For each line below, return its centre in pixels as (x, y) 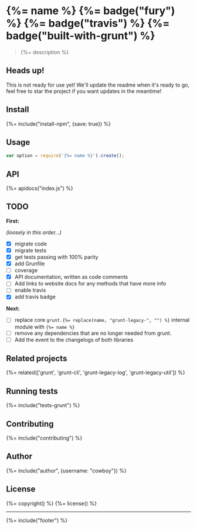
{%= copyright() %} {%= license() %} (52, 503)
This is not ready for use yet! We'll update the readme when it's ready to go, (98, 85)
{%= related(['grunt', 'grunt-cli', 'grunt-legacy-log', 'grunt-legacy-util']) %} (96, 372)
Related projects (37, 359)
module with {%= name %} (45, 327)
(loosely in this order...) (34, 232)
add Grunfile (30, 264)
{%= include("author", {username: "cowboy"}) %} (67, 470)
